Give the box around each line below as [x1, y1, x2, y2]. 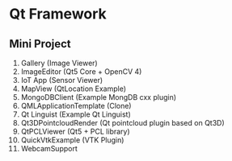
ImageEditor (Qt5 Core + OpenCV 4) [20, 67, 142, 76]
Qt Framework [9, 5, 108, 23]
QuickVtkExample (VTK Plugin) [20, 135, 124, 145]
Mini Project [9, 37, 71, 51]
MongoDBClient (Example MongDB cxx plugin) [20, 93, 177, 101]
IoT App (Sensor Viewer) [20, 76, 103, 85]
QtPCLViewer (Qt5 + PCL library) [20, 126, 130, 136]
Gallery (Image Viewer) [20, 58, 98, 68]
